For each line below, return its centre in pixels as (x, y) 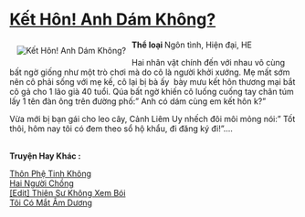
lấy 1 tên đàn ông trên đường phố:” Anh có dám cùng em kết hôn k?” (138, 101)
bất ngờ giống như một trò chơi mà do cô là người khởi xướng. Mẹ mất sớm (150, 72)
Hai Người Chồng (42, 183)
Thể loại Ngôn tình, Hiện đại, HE (192, 45)
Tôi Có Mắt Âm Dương (51, 202)
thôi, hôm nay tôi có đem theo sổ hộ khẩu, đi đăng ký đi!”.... (121, 129)
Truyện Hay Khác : (45, 156)
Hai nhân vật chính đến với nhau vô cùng (208, 62)
